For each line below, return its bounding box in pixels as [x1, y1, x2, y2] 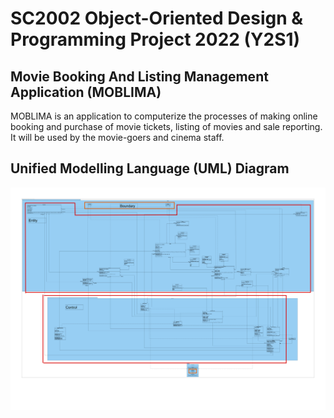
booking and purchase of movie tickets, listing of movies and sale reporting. [10, 121, 323, 132]
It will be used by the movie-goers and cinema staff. [10, 132, 225, 143]
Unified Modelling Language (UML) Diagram [10, 160, 290, 177]
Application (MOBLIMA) [10, 83, 162, 101]
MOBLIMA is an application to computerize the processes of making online [10, 110, 318, 122]
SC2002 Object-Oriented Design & [10, 7, 304, 30]
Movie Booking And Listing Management [10, 68, 269, 85]
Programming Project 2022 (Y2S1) [10, 28, 301, 51]
